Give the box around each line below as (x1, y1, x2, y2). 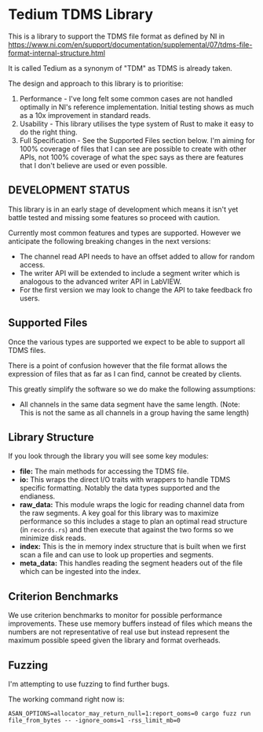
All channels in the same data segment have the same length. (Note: (19, 399, 241, 409)
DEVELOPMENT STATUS (8, 183, 130, 197)
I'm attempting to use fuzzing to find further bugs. (8, 679, 170, 689)
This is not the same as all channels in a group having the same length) (19, 407, 250, 417)
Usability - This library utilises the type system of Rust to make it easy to (19, 119, 254, 128)
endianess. (19, 491, 56, 501)
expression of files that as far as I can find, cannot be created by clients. (8, 369, 242, 378)
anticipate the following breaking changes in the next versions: (8, 236, 211, 245)
